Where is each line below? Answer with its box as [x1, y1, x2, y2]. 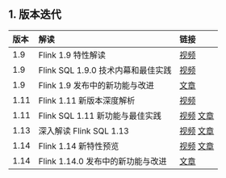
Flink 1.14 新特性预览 [38, 140, 119, 151]
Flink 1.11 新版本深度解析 [38, 95, 136, 106]
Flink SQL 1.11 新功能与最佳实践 [38, 110, 161, 121]
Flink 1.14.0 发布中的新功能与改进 [38, 155, 167, 167]
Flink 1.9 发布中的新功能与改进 [38, 79, 155, 91]
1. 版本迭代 [8, 7, 62, 22]
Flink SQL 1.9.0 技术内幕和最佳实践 [38, 64, 172, 75]
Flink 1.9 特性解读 [38, 49, 107, 61]
